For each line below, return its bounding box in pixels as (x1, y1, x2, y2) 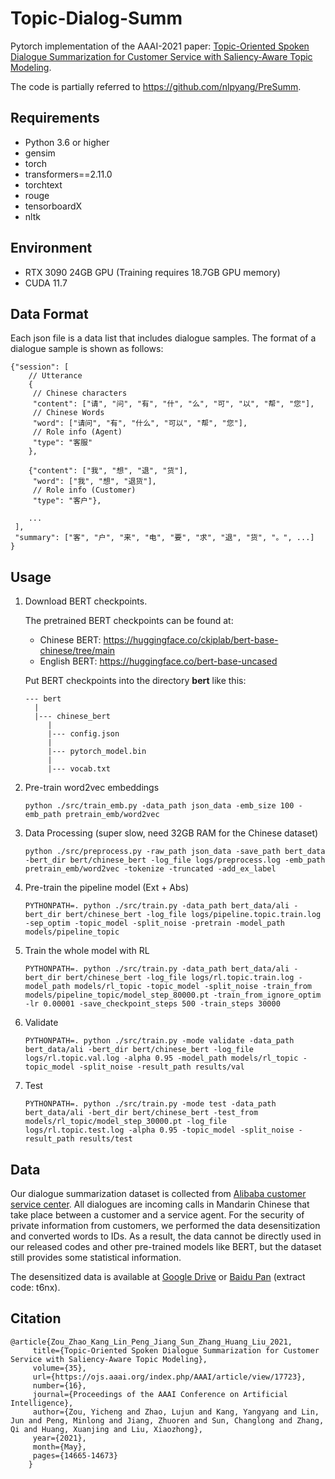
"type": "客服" (32, 438, 93, 448)
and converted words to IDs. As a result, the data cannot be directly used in (10, 1230, 322, 1242)
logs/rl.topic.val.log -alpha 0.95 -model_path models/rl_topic (24, 1053, 299, 1064)
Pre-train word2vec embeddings (24, 782, 160, 794)
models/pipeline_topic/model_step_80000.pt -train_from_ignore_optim (24, 990, 322, 1001)
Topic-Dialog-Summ (10, 7, 183, 30)
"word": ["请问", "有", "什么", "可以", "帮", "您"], (32, 418, 248, 429)
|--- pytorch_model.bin (47, 747, 147, 757)
